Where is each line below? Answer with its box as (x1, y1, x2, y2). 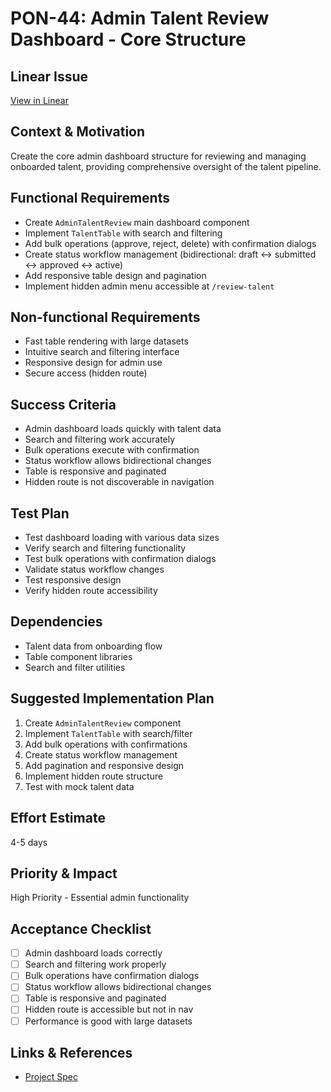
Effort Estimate (10, 810, 106, 827)
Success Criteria (10, 396, 117, 413)
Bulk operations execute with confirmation (24, 444, 200, 456)
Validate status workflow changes (24, 563, 165, 576)
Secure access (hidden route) (24, 367, 148, 379)
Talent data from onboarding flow (24, 640, 163, 652)
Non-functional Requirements (10, 309, 201, 326)
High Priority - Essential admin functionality (10, 892, 190, 904)
